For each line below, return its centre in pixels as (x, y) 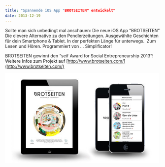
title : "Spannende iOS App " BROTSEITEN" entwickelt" (60, 10)
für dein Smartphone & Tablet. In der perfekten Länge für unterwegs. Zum (81, 41)
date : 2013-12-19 (23, 16)
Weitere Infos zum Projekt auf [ (36, 61)
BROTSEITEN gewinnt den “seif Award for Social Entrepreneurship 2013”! (79, 56)
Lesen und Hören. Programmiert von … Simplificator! (59, 46)
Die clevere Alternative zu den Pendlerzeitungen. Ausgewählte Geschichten (82, 36)
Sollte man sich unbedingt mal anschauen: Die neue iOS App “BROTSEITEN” (82, 30)
